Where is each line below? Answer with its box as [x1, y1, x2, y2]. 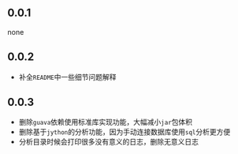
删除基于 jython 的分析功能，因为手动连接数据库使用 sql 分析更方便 [18, 127, 231, 137]
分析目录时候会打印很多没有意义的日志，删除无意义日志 [18, 137, 199, 147]
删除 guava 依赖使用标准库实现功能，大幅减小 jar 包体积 [18, 118, 193, 127]
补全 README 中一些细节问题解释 [18, 72, 117, 81]
